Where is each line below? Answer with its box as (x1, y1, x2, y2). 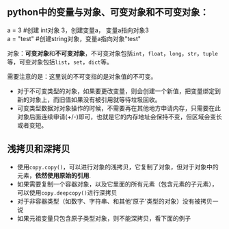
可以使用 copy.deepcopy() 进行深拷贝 (16, 188, 118, 197)
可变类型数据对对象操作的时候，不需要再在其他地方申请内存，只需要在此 (16, 104, 221, 112)
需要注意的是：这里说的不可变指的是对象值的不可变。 (7, 72, 157, 80)
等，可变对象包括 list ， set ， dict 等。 (7, 58, 113, 66)
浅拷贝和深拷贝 (7, 143, 70, 155)
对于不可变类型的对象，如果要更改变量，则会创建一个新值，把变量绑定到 (16, 86, 221, 95)
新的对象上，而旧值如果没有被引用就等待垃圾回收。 (16, 95, 161, 104)
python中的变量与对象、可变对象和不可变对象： (7, 6, 209, 19)
